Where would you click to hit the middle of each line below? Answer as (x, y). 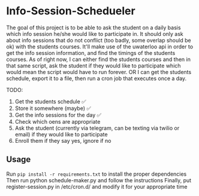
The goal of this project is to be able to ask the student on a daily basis (94, 27)
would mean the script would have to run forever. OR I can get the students (99, 72)
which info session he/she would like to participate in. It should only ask (95, 33)
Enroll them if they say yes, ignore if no (63, 140)
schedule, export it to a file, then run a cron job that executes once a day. (97, 78)
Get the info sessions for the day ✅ (58, 115)
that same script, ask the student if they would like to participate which (94, 65)
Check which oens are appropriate (58, 121)
